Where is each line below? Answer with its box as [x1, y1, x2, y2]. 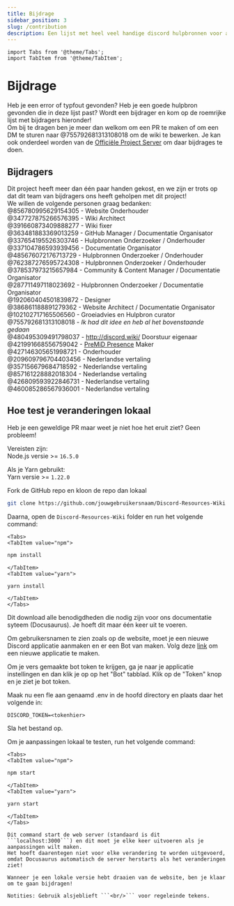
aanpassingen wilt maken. [7, 844, 82, 851]
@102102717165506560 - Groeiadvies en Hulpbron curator [7, 311, 175, 318]
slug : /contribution [7, 23, 68, 30]
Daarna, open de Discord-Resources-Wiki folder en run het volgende [7, 512, 203, 521]
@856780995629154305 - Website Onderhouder [7, 207, 149, 215]
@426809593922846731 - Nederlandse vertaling [7, 378, 150, 385]
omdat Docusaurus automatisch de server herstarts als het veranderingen [7, 856, 226, 863]
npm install [7, 551, 42, 558]
